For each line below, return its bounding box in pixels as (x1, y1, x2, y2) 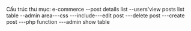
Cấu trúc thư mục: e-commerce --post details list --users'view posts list (6, 6, 184, 13)
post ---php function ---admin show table (6, 18, 110, 25)
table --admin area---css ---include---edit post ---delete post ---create (6, 12, 185, 19)
